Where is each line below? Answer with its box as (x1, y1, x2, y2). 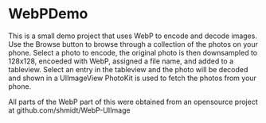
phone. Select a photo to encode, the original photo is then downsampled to (8, 48, 257, 57)
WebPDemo (8, 5, 88, 23)
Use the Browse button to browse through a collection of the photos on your (8, 39, 259, 48)
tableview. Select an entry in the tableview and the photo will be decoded (8, 64, 248, 74)
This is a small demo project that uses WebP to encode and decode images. (8, 31, 257, 40)
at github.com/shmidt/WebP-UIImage (8, 105, 131, 115)
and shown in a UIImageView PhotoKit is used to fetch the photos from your (8, 73, 257, 83)
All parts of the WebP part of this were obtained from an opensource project (8, 97, 258, 106)
